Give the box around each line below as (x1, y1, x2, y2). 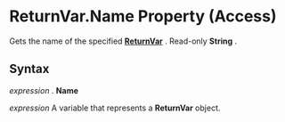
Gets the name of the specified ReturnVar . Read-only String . (9, 36, 238, 46)
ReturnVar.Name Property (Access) (9, 6, 278, 27)
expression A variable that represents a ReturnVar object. (9, 102, 221, 113)
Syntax (9, 61, 50, 77)
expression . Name (9, 85, 78, 95)
